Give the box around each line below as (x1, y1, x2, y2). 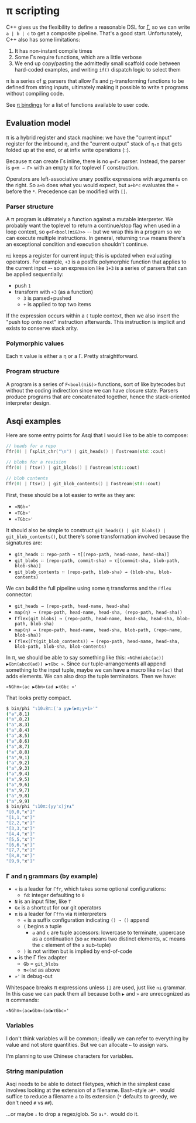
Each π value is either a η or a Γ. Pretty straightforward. (6, 353, 139, 360)
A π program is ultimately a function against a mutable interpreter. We (6, 216, 174, 223)
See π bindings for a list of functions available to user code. (6, 101, 150, 108)
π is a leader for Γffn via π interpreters (14, 911, 107, 918)
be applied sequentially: (6, 271, 64, 278)
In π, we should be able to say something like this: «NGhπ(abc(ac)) (6, 654, 164, 661)
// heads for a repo (6, 443, 57, 449)
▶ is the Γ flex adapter (14, 954, 67, 961)
